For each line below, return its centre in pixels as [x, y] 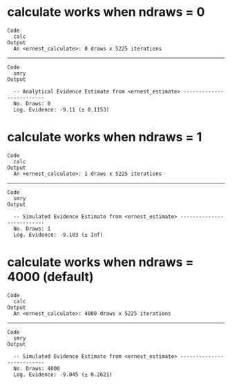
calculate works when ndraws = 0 [106, 12]
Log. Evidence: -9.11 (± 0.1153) [61, 109]
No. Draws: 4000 [37, 368]
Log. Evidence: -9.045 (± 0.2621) [63, 375]
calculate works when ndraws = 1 [105, 137]
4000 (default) [51, 277]
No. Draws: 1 [32, 229]
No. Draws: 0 [32, 104]
